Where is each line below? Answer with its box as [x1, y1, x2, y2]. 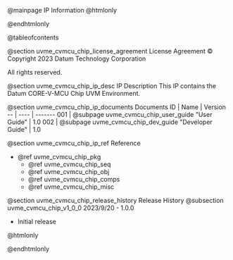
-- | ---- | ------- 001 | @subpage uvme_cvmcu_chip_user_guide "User [7, 111, 213, 118]
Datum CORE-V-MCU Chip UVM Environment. [7, 89, 141, 97]
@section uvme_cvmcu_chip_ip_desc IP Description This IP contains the [7, 82, 217, 90]
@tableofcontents [7, 33, 59, 42]
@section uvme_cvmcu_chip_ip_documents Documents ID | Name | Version [7, 103, 227, 111]
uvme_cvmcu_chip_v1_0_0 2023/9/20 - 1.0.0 [7, 204, 134, 212]
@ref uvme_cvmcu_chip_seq [27, 160, 111, 168]
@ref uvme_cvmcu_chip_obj [27, 168, 110, 175]
